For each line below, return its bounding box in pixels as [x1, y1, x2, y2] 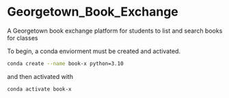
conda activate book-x [7, 86, 72, 93]
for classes [7, 33, 38, 42]
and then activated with [7, 72, 74, 80]
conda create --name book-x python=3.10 [7, 60, 124, 67]
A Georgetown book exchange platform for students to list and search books [7, 27, 223, 35]
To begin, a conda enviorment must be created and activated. [7, 47, 181, 55]
